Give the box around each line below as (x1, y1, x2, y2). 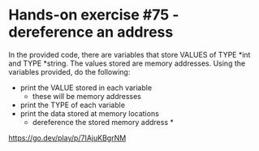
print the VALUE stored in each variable (19, 83, 153, 93)
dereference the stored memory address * (32, 117, 175, 127)
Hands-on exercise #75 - (8, 6, 179, 24)
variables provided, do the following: (8, 67, 131, 76)
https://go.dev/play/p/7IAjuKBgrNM (8, 132, 127, 143)
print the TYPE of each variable (19, 100, 126, 110)
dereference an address (8, 23, 174, 41)
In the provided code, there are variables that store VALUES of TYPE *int (8, 50, 251, 59)
